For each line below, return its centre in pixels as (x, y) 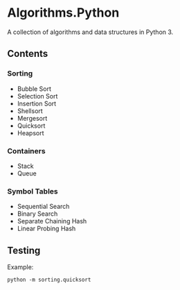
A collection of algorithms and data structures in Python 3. (90, 32)
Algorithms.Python (63, 13)
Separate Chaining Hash (52, 221)
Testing (24, 250)
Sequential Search (43, 207)
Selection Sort (37, 96)
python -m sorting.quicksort (49, 280)
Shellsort (30, 111)
